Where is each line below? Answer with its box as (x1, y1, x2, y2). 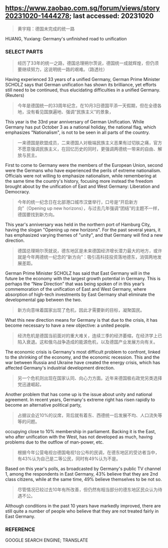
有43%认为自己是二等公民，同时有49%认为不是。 (17, 456, 121, 462)
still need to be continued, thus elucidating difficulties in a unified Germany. (5, 87, 161, 93)
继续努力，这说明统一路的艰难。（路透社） (21, 66, 107, 72)
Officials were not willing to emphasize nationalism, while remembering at (5, 173, 157, 179)
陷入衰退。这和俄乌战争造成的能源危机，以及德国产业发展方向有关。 (17, 339, 158, 345)
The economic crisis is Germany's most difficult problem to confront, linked (5, 349, 161, 355)
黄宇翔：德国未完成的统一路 (17, 25, 75, 31)
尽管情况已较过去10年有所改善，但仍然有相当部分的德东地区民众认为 (17, 487, 158, 493)
